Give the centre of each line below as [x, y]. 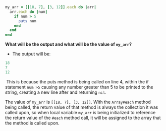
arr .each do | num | [29, 12]
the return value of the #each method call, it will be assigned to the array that [83, 118]
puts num [27, 21]
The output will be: [31, 54]
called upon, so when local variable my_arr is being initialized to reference [81, 112]
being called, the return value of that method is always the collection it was [82, 107]
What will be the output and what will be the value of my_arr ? [69, 44]
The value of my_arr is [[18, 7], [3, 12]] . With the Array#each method [78, 102]
